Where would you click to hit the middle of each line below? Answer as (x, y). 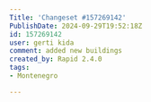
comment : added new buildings (66, 51)
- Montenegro (34, 76)
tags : (19, 68)
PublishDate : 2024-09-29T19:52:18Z (76, 26)
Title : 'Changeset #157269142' (68, 17)
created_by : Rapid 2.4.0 (56, 59)
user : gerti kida (42, 42)
